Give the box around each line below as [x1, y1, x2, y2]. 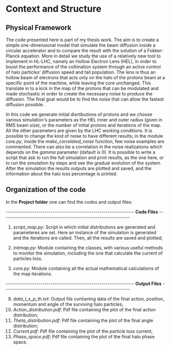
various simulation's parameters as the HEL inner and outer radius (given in [6, 117, 163, 122]
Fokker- [147, 48, 164, 53]
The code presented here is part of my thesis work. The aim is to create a [6, 37, 159, 43]
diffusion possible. [6, 102, 45, 107]
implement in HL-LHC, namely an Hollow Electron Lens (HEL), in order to [6, 58, 157, 64]
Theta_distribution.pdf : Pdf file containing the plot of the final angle [13, 317, 153, 323]
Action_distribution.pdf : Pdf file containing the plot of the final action [13, 306, 156, 312]
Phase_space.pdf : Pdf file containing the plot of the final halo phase [13, 333, 155, 339]
